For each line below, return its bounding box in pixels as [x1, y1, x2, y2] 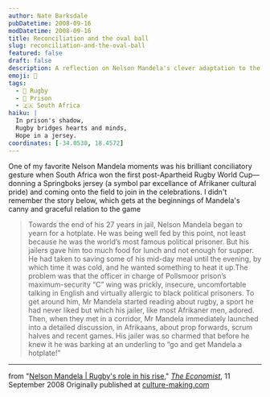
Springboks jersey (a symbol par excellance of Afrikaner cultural [43, 178, 257, 188]
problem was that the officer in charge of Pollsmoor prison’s [27, 271, 227, 280]
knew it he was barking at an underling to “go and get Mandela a [27, 339, 243, 349]
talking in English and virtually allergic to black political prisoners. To [27, 287, 255, 298]
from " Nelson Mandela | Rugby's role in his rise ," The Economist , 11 [8, 371, 231, 381]
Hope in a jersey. [15, 131, 78, 139]
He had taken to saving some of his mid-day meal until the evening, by [27, 254, 262, 263]
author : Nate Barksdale [8, 11, 88, 20]
